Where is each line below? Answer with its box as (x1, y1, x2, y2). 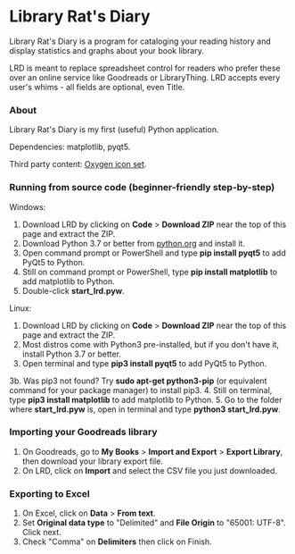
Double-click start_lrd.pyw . (21, 285, 125, 296)
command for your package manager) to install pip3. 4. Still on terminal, (9, 384, 273, 395)
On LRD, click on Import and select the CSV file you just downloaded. (21, 465, 278, 475)
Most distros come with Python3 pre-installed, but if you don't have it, (21, 339, 279, 349)
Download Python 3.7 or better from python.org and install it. (21, 238, 245, 248)
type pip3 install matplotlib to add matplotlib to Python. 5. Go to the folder (9, 394, 283, 405)
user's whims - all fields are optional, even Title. (9, 81, 185, 92)
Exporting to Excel (9, 487, 91, 499)
